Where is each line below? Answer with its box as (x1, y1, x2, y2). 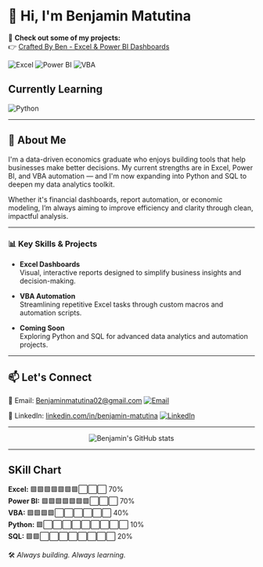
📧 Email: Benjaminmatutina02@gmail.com (8, 395, 142, 405)
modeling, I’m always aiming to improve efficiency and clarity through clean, (8, 203, 254, 213)
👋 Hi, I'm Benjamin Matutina (8, 7, 192, 25)
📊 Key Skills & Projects (8, 238, 98, 249)
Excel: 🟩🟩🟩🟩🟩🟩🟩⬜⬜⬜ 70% (8, 485, 124, 494)
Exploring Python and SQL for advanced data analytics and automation (19, 331, 249, 340)
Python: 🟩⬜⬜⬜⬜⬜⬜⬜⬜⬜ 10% (8, 520, 145, 529)
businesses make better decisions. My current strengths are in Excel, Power (8, 162, 253, 172)
